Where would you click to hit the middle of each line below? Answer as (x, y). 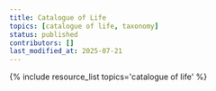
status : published (44, 34)
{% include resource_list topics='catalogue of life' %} (108, 77)
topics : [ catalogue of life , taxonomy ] (84, 26)
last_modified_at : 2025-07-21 (66, 51)
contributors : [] (42, 43)
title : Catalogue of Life (58, 18)
